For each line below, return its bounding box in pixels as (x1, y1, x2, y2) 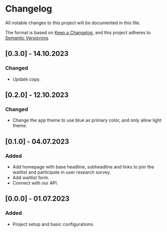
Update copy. (12, 76, 41, 82)
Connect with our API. (12, 180, 58, 186)
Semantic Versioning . (5, 35, 49, 41)
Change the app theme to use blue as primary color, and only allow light (12, 117, 162, 124)
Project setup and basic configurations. (12, 221, 95, 227)
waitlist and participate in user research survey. (12, 169, 111, 175)
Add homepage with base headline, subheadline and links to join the (12, 164, 154, 169)
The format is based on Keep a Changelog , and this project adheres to (5, 29, 151, 35)
